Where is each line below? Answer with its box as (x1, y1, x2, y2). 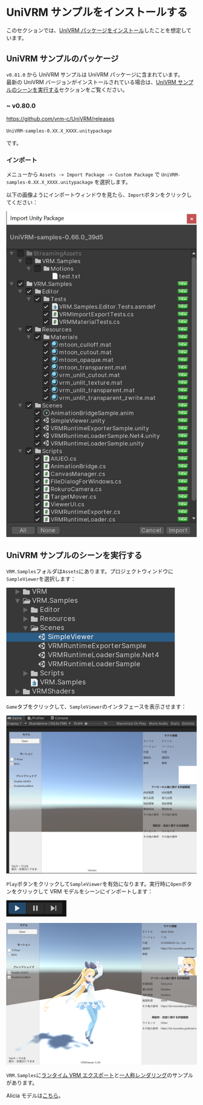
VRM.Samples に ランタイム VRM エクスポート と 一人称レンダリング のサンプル (6, 1072, 193, 1079)
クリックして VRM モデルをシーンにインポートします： (16, 887, 153, 895)
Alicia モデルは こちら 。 (6, 1092, 64, 1100)
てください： (6, 199, 38, 206)
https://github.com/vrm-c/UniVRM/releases (6, 116, 115, 123)
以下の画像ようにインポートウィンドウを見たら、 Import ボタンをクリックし (6, 191, 192, 198)
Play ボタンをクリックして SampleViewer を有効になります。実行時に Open (6, 880, 182, 887)
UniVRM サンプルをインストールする (6, 5, 188, 19)
